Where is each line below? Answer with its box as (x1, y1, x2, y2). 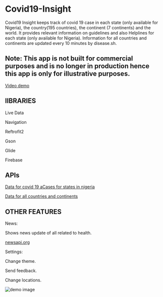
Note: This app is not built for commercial (5, 55, 133, 63)
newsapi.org (5, 239, 30, 245)
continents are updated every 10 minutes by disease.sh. (5, 40, 117, 46)
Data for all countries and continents (5, 194, 78, 199)
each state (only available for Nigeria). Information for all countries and (5, 35, 147, 41)
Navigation (5, 119, 27, 125)
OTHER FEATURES (5, 207, 62, 216)
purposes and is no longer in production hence (5, 62, 150, 70)
